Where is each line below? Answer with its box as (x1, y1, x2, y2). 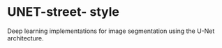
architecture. (7, 34, 44, 42)
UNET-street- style (7, 4, 120, 20)
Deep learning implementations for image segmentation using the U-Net (7, 27, 215, 35)
